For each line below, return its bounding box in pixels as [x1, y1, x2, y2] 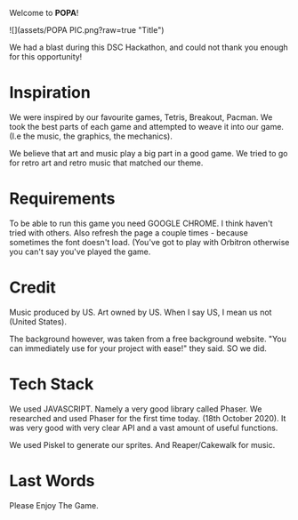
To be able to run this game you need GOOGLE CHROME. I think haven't [9, 218, 273, 228]
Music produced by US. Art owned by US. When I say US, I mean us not [9, 307, 272, 317]
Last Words [9, 470, 95, 491]
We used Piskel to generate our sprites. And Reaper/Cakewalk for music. [9, 439, 276, 450]
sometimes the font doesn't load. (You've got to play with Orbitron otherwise [9, 236, 290, 247]
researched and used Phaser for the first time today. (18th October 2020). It [9, 412, 286, 423]
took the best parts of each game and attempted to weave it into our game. [9, 121, 285, 132]
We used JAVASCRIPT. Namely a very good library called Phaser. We [9, 404, 262, 414]
